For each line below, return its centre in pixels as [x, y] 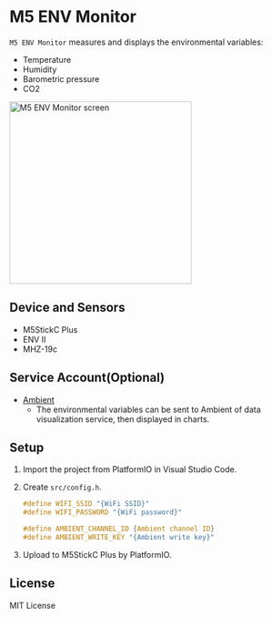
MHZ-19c [40, 349]
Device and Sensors [67, 308]
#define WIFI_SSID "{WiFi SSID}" [86, 504]
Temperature [47, 59]
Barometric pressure [61, 78]
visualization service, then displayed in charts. [123, 419]
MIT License [33, 605]
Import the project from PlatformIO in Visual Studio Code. [130, 469]
